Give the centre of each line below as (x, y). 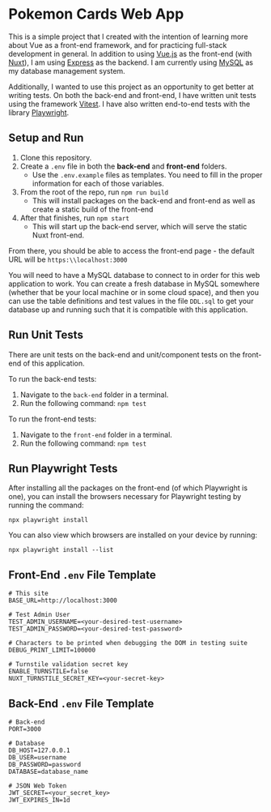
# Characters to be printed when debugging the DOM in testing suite (128, 643)
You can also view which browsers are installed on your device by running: (133, 535)
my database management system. (67, 71)
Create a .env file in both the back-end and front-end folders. (123, 166)
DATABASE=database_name (49, 771)
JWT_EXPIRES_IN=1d (39, 800)
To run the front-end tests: (53, 419)
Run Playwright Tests (63, 468)
